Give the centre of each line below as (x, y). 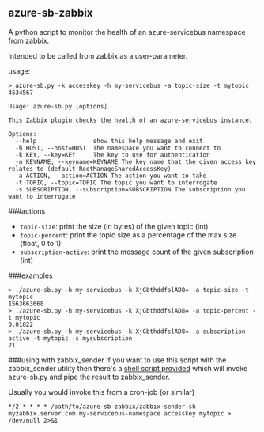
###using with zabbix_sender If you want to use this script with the (117, 360)
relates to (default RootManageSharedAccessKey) (90, 169)
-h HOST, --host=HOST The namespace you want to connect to (118, 148)
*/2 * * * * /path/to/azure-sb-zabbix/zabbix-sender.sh (102, 407)
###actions (27, 211)
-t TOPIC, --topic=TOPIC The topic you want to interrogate (116, 182)
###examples (30, 275)
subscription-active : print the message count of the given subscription (137, 252)
